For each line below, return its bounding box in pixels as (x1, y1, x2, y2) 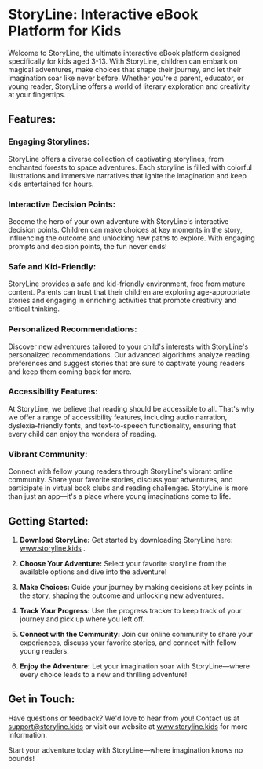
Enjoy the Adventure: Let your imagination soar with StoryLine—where (19, 661, 250, 671)
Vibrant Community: (8, 449, 88, 460)
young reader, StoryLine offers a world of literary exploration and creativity (8, 81, 250, 91)
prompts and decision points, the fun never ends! (8, 241, 167, 251)
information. (8, 730, 48, 739)
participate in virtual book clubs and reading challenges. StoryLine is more (8, 483, 249, 493)
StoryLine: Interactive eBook (8, 5, 199, 24)
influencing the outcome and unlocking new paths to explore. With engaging (8, 233, 255, 243)
